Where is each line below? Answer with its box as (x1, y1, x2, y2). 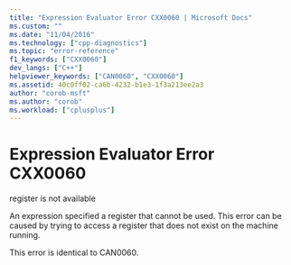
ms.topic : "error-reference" (9, 47, 119, 56)
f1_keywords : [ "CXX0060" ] (9, 55, 107, 64)
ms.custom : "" (9, 22, 63, 31)
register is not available (9, 193, 97, 204)
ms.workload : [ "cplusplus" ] (9, 105, 116, 114)
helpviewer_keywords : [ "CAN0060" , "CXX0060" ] (9, 72, 183, 81)
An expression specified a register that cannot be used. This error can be (9, 211, 282, 222)
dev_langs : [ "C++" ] (9, 64, 83, 73)
